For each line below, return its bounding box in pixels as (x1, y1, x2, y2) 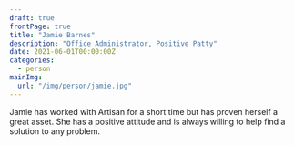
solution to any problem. (9, 125, 100, 137)
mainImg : (9, 73, 43, 82)
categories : (9, 56, 55, 65)
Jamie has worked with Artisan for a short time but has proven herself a (9, 106, 279, 117)
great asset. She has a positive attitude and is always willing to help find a (9, 116, 286, 127)
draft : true (9, 13, 55, 23)
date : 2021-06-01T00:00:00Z (9, 47, 117, 57)
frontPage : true (9, 22, 71, 31)
